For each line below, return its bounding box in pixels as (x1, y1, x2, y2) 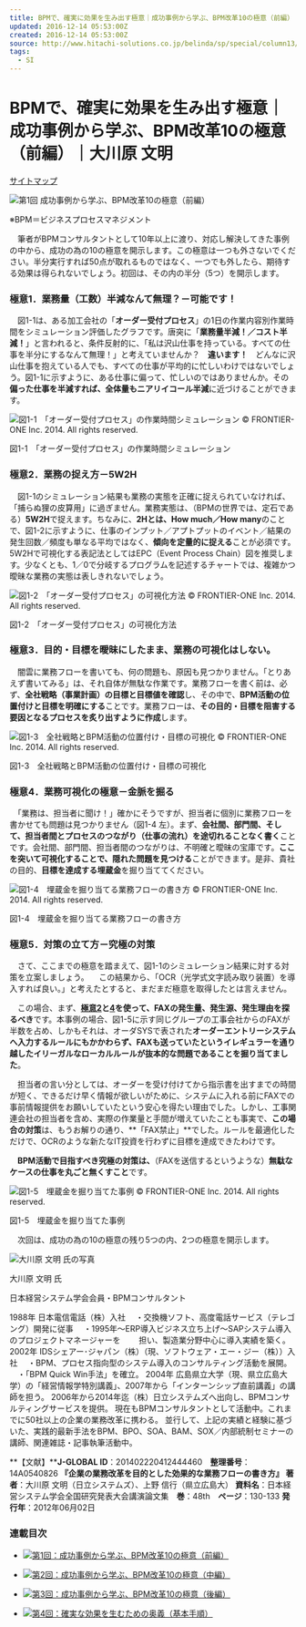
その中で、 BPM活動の (199, 689, 282, 700)
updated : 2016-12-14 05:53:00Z (9, 22, 128, 31)
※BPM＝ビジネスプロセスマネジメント (9, 213, 152, 224)
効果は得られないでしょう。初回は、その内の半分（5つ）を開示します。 (16, 267, 284, 278)
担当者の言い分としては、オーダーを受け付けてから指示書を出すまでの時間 (16, 1079, 297, 1090)
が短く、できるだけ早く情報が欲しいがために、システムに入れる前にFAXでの (9, 1090, 296, 1101)
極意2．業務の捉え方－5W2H (9, 469, 138, 481)
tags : (9, 47, 30, 57)
